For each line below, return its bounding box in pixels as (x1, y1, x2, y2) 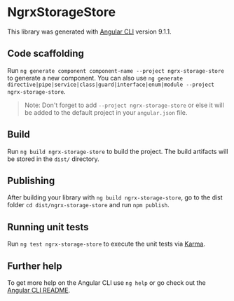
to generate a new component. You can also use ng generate (7, 73, 184, 82)
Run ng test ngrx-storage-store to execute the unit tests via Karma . (7, 239, 205, 248)
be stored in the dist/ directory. (7, 155, 99, 163)
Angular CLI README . (7, 286, 71, 294)
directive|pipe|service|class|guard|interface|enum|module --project (7, 81, 215, 88)
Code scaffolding (7, 48, 84, 59)
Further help (7, 260, 63, 272)
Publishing (7, 174, 55, 186)
